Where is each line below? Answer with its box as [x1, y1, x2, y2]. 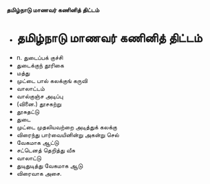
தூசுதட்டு [16, 107, 39, 115]
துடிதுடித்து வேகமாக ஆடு [16, 161, 83, 170]
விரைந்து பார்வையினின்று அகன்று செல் [16, 130, 120, 139]
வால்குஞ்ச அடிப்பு [16, 92, 63, 100]
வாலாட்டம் [16, 84, 45, 92]
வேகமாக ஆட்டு [16, 138, 59, 146]
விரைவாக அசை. [16, 169, 63, 177]
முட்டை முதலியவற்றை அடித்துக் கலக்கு [16, 123, 118, 131]
